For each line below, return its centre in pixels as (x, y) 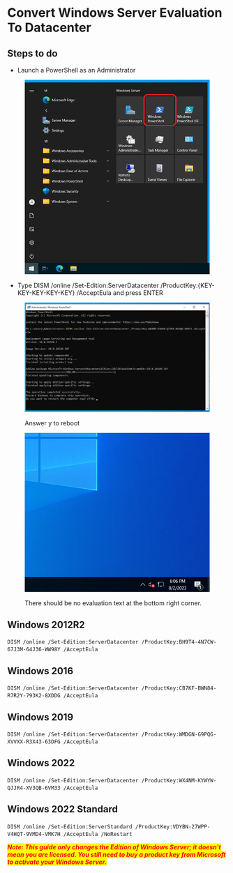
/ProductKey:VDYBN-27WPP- (173, 827)
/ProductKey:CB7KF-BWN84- (179, 688)
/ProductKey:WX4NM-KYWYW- (179, 780)
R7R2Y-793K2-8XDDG (34, 696)
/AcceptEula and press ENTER (120, 293)
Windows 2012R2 (46, 624)
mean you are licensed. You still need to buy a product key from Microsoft (116, 854)
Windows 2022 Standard (63, 809)
